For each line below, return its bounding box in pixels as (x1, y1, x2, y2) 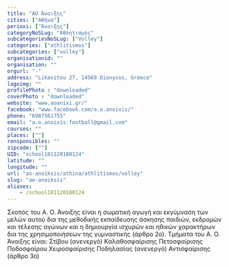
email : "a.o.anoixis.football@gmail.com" (7, 118, 128, 126)
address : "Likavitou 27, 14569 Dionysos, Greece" (7, 74, 153, 81)
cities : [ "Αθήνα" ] (7, 17, 60, 23)
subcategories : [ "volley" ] (7, 49, 85, 56)
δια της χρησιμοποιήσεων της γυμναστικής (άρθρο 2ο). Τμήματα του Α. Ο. (7, 230, 221, 238)
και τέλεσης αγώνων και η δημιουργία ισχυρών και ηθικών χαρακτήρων (7, 223, 216, 231)
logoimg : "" (7, 81, 41, 87)
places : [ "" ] (7, 131, 45, 138)
